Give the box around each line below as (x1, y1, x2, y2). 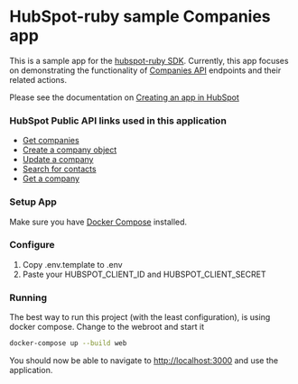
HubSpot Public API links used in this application (9, 114, 228, 127)
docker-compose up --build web (9, 339, 127, 348)
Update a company (22, 154, 94, 165)
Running (9, 291, 48, 304)
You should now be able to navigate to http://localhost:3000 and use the (9, 355, 278, 366)
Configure (9, 239, 55, 251)
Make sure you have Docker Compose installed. (9, 216, 188, 227)
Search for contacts (22, 164, 97, 175)
